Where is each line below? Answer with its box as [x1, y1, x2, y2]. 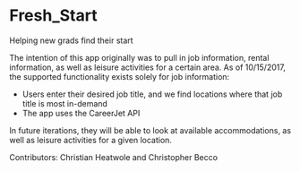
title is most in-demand [21, 98, 107, 108]
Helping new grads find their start [9, 35, 133, 46]
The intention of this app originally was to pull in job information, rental [9, 52, 270, 63]
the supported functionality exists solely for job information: [9, 71, 230, 81]
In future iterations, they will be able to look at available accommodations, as [9, 124, 292, 135]
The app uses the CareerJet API [21, 107, 141, 118]
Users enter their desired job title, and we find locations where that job [21, 89, 283, 99]
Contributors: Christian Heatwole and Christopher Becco [9, 151, 218, 162]
